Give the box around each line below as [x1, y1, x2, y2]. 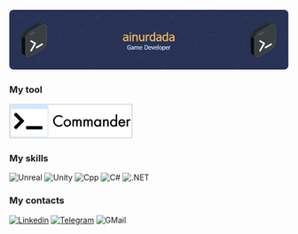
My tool [9, 83, 43, 96]
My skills [9, 152, 49, 164]
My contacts [9, 194, 65, 207]
